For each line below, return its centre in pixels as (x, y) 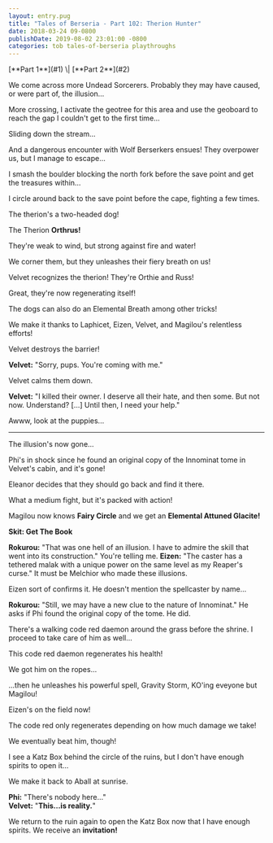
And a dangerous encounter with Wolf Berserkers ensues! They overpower (134, 150)
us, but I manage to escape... (57, 159)
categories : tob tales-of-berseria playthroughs (92, 46)
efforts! (21, 334)
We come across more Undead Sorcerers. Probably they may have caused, (134, 85)
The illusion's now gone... (52, 444)
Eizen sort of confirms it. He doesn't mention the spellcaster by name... (128, 589)
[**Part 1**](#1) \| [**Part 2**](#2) (69, 69)
